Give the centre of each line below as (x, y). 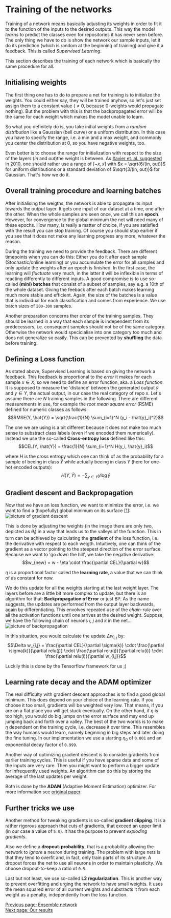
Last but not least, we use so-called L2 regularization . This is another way (84, 878)
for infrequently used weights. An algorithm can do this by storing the (78, 771)
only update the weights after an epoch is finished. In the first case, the (80, 267)
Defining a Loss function (45, 359)
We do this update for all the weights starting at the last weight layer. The (82, 588)
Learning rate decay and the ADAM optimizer (78, 682)
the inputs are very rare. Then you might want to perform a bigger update (82, 766)
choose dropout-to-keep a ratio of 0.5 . (46, 868)
